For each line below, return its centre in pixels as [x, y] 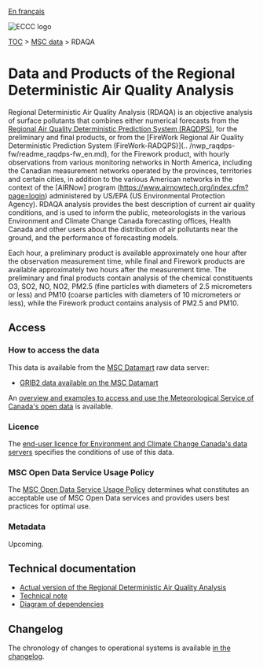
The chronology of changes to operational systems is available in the [120, 648]
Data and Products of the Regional [122, 74]
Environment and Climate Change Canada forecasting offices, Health [120, 220]
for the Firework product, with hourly [170, 153]
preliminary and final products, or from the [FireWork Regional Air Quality [126, 137]
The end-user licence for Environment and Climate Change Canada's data [128, 443]
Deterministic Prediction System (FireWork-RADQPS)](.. [98, 146]
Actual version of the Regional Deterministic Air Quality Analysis [123, 588]
